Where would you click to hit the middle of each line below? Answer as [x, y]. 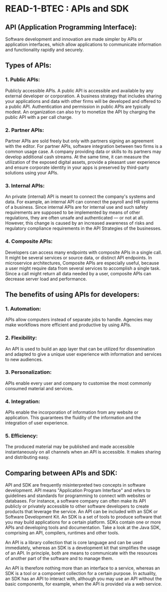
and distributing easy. [27, 457]
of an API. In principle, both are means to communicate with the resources [82, 553]
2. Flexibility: [21, 338]
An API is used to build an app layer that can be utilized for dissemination [80, 349]
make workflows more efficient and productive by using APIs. [68, 325]
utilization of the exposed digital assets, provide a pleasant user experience [83, 162]
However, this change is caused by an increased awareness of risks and [79, 223]
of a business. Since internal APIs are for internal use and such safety [77, 207]
